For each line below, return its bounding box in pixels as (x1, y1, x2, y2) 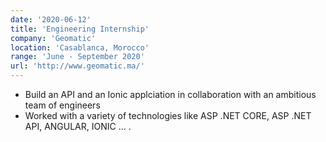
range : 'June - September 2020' (10, 52, 145, 62)
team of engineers (24, 99, 101, 111)
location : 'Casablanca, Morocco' (10, 42, 150, 53)
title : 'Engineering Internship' (10, 24, 150, 34)
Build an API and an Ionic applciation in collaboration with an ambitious (24, 89, 317, 100)
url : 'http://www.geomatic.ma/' (10, 61, 145, 71)
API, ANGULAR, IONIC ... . (24, 121, 132, 132)
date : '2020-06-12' (10, 14, 92, 25)
